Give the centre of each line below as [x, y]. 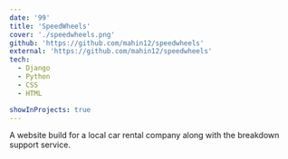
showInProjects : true [50, 109]
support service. [40, 145]
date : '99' [30, 18]
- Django [34, 69]
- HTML [30, 93]
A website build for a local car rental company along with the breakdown [144, 136]
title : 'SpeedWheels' [50, 26]
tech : [19, 60]
